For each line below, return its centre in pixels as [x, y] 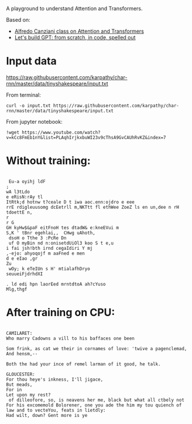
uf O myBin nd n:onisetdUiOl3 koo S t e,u [61, 243]
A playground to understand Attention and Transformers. [74, 9]
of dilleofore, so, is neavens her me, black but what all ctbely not [96, 400]
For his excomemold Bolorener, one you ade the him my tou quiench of [94, 405]
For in [14, 389]
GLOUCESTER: [20, 374]
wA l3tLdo [18, 192]
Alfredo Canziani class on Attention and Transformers [79, 31]
